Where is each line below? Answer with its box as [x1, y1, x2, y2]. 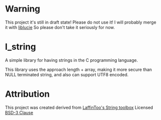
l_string [5, 41, 36, 53]
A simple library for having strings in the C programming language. [5, 57, 138, 63]
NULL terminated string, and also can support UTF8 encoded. [5, 71, 129, 78]
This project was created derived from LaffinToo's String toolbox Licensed [5, 105, 153, 110]
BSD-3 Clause [5, 109, 33, 115]
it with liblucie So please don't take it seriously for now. [5, 24, 115, 30]
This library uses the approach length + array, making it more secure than [5, 67, 152, 72]
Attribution [5, 89, 50, 100]
